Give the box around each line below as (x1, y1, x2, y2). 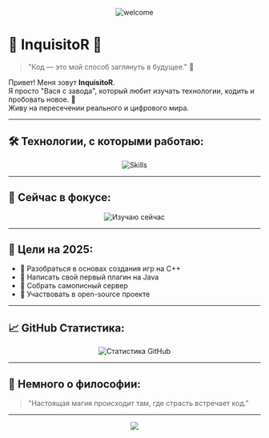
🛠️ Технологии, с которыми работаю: (8, 135, 204, 148)
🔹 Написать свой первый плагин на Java (19, 272, 159, 282)
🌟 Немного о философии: (8, 377, 142, 391)
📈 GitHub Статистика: (8, 321, 126, 335)
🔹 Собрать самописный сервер (19, 281, 128, 291)
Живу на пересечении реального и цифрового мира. (8, 102, 190, 112)
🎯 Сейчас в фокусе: (8, 191, 111, 204)
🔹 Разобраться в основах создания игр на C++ (19, 264, 182, 274)
